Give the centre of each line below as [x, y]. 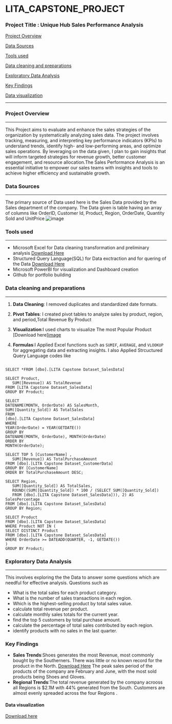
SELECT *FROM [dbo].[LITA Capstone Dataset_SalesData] [65, 369]
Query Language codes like [42, 356]
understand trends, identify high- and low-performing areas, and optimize [83, 146]
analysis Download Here [38, 253]
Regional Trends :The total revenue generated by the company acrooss [88, 682]
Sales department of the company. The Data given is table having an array [84, 208]
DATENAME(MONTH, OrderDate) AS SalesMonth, [52, 405]
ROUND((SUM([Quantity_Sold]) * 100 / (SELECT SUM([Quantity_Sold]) [85, 490]
